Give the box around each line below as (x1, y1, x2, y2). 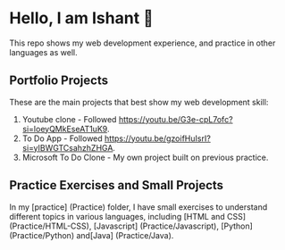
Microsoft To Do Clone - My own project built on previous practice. (21, 152, 269, 162)
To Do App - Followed (21, 133, 103, 144)
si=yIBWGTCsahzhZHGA (21, 142, 113, 153)
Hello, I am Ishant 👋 (9, 8, 154, 29)
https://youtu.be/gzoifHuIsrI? (104, 133, 212, 144)
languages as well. (9, 46, 78, 57)
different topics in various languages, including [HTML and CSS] (9, 211, 247, 221)
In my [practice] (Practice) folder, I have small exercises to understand (9, 201, 268, 212)
